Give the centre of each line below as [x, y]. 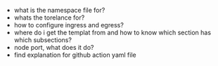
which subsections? [43, 40]
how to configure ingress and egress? [69, 25]
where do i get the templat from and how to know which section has [113, 32]
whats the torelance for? [49, 18]
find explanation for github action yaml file [75, 55]
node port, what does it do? [54, 47]
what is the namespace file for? [59, 10]
